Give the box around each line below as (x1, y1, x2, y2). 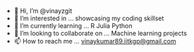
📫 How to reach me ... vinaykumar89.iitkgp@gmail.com (13, 37, 176, 45)
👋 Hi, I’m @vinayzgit (13, 7, 73, 15)
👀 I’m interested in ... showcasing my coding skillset (13, 14, 164, 22)
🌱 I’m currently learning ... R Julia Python (13, 22, 133, 30)
